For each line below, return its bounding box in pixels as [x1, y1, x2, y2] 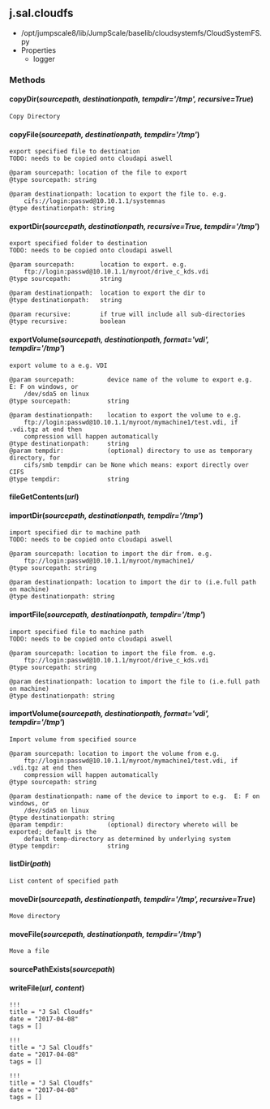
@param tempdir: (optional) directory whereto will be [9, 820, 238, 829]
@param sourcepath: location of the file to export [9, 169, 187, 177]
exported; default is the [9, 827, 96, 835]
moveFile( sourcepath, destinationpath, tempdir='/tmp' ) [9, 929, 202, 939]
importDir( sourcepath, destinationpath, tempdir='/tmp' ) [9, 511, 204, 520]
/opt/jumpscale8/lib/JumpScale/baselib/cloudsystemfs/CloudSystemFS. [20, 28, 263, 37]
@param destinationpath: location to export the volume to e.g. [9, 411, 242, 419]
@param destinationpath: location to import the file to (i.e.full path [9, 677, 260, 685]
